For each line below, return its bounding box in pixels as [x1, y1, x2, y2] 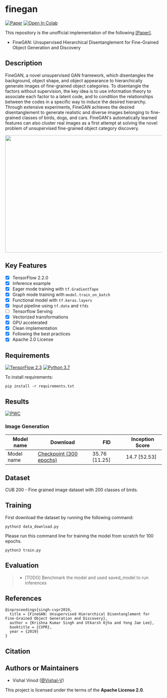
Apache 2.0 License [12, 336, 54, 342]
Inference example [12, 280, 51, 286]
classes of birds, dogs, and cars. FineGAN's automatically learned [22, 115, 157, 121]
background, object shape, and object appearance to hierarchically [5, 77, 143, 83]
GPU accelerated [12, 320, 48, 326]
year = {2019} [9, 629, 39, 634]
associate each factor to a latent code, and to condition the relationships [5, 93, 154, 99]
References [5, 594, 42, 603]
